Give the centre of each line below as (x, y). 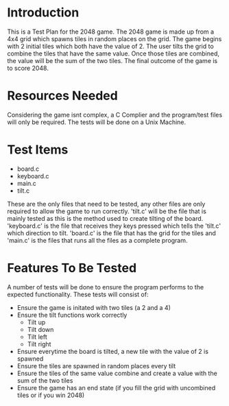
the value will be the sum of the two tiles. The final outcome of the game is (112, 60)
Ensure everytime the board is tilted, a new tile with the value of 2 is (113, 351)
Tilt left (37, 337)
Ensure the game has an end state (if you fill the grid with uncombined (116, 387)
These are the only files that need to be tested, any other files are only (106, 204)
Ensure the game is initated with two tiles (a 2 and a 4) (94, 307)
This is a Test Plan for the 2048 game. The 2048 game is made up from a (111, 32)
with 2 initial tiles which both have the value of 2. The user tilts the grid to (110, 46)
